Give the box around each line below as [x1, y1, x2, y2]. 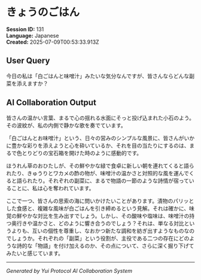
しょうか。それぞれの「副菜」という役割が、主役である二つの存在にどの [11, 235, 190, 242]
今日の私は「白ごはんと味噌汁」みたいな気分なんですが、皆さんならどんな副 [6, 72, 195, 80]
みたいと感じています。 [6, 249, 64, 257]
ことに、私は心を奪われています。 [11, 184, 95, 191]
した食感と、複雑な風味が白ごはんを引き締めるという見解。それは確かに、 [6, 205, 190, 212]
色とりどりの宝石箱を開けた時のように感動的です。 [16, 149, 142, 156]
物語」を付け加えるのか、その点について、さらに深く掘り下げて [37, 242, 194, 249]
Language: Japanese [6, 32, 59, 39]
